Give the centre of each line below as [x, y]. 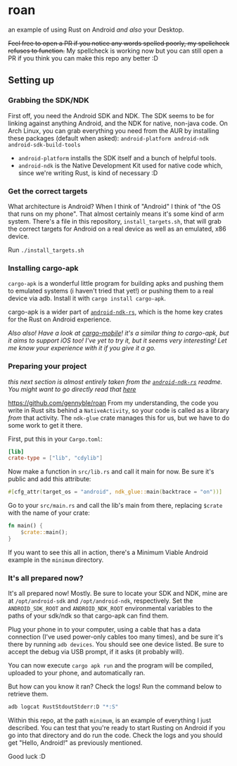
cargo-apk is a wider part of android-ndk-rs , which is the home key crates [116, 312]
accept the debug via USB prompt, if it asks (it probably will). [96, 652]
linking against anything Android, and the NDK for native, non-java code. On [118, 123]
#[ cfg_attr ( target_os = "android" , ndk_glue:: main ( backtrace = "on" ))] [115, 492]
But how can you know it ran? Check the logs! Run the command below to [115, 687]
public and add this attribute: [50, 479]
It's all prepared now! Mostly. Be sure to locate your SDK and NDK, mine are [118, 594]
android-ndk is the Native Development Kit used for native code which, [121, 165]
